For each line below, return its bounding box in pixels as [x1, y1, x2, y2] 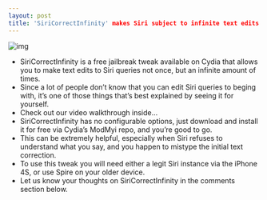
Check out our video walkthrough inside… [19, 107, 158, 117]
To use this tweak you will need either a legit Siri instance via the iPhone [19, 158, 258, 168]
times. [19, 74, 41, 83]
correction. [19, 150, 57, 160]
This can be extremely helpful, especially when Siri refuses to [19, 133, 223, 142]
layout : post [8, 11, 52, 20]
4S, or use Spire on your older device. [19, 167, 145, 177]
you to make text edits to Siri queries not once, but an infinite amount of [19, 65, 257, 74]
